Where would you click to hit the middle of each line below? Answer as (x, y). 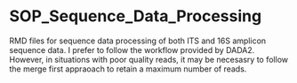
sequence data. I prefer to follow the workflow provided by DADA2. (132, 49)
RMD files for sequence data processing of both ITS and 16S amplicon (138, 41)
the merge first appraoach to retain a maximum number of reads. (128, 69)
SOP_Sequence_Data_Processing (136, 16)
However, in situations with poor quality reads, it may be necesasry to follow (149, 59)
